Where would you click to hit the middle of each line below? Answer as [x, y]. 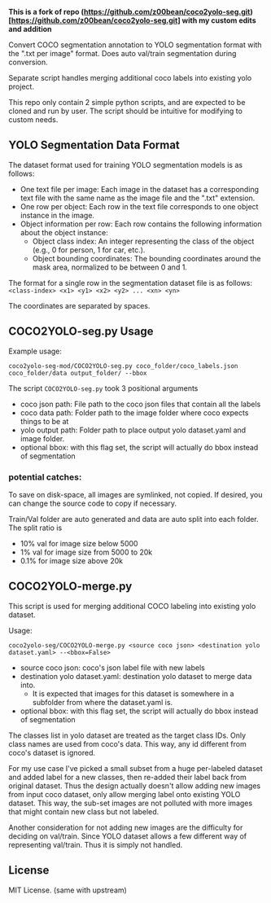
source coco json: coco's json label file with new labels [112, 668]
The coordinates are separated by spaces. [79, 305]
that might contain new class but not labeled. [84, 811]
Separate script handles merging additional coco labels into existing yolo [130, 78]
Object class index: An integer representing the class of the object [143, 241]
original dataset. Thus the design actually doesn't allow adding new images [135, 786]
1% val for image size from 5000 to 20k [86, 552]
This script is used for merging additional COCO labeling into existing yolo [132, 606]
